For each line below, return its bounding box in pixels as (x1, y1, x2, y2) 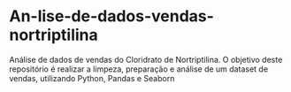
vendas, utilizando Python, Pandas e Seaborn (9, 73, 175, 83)
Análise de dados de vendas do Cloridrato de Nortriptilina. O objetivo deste (9, 54, 283, 65)
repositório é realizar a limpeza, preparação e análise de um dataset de (9, 64, 268, 74)
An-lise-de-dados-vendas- (9, 6, 215, 27)
